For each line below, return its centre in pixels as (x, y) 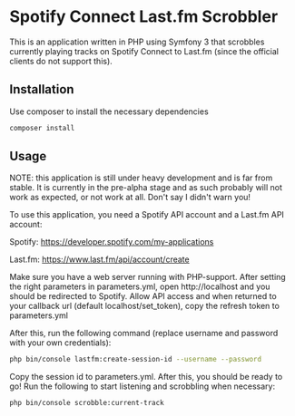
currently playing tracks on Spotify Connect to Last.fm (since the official (144, 51)
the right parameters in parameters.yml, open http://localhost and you (140, 286)
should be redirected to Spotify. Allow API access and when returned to (143, 296)
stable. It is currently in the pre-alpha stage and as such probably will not (146, 188)
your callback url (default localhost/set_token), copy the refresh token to (144, 306)
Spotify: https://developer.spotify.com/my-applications (112, 242)
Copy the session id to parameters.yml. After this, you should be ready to (146, 377)
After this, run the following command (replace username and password (144, 334)
